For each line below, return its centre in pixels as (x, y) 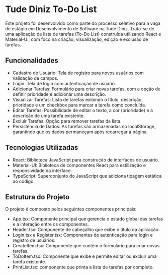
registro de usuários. (34, 240)
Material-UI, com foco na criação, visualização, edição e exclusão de (77, 39)
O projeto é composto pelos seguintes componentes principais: (71, 209)
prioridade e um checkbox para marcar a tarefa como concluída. (79, 105)
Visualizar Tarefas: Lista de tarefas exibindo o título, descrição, (78, 99)
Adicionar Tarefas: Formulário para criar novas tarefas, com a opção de (87, 89)
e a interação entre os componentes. (51, 224)
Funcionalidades (32, 61)
